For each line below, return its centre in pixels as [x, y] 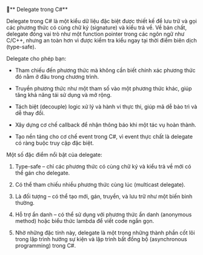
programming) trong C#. [45, 246]
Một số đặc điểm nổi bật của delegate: [54, 155]
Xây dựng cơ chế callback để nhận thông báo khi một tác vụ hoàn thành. [106, 125]
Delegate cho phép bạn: [36, 58]
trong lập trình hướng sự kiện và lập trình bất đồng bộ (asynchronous [101, 239]
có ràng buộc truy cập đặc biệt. [54, 143]
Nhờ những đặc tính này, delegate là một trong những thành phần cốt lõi [105, 233]
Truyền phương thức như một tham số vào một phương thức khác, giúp [103, 88]
